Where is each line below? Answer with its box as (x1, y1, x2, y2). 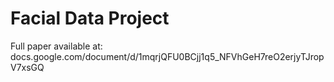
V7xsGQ (10, 61, 45, 73)
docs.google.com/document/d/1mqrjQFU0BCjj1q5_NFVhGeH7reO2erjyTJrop (10, 50, 325, 62)
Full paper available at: (10, 40, 103, 52)
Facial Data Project (10, 7, 170, 30)
